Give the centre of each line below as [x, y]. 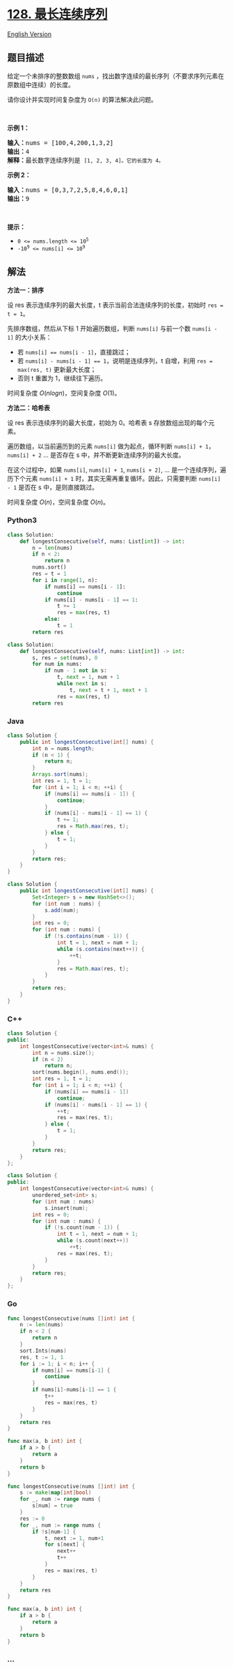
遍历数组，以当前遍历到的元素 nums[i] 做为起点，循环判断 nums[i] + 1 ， [111, 446]
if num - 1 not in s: [76, 671]
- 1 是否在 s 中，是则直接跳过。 [53, 487]
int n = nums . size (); [64, 1053]
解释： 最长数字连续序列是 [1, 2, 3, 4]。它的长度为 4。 [86, 160]
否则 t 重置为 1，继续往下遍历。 [62, 378]
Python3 [22, 521]
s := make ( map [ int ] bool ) [56, 1493]
